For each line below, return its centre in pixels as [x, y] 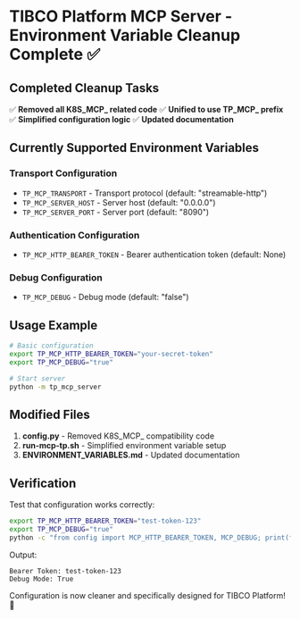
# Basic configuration [51, 346]
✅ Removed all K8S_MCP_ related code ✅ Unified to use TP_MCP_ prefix [146, 109]
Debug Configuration [56, 277]
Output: [23, 555]
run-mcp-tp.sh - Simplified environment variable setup [124, 446]
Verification [43, 483]
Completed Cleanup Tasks [84, 88]
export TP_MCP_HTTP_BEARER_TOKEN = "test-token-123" [105, 521]
